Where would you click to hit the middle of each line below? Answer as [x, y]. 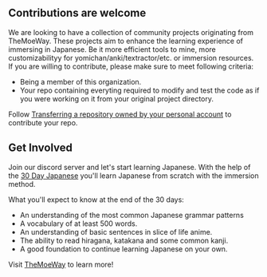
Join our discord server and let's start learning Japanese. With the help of [130, 167]
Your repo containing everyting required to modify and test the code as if [139, 90]
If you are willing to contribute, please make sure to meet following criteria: [131, 66]
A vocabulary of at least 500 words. [79, 224]
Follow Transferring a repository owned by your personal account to [120, 114]
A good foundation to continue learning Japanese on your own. [124, 249]
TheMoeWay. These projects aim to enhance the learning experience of [126, 41]
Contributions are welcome [77, 13]
